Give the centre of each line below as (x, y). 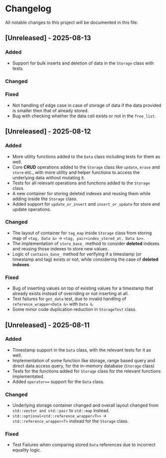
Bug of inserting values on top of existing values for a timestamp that (83, 288)
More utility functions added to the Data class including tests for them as (86, 156)
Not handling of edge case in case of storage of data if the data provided (87, 105)
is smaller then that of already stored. (51, 110)
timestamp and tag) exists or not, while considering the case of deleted (85, 259)
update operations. (31, 209)
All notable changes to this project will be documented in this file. (72, 22)
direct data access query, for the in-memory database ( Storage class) (83, 366)
